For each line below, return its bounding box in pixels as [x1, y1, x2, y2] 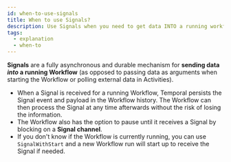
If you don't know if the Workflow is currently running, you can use [16, 132, 206, 141]
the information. [16, 111, 63, 119]
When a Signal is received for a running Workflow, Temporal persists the [16, 89, 222, 97]
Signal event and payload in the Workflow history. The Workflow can [16, 96, 212, 104]
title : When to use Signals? [7, 16, 91, 23]
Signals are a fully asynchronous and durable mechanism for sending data [7, 61, 220, 69]
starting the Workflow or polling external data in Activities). [7, 76, 174, 83]
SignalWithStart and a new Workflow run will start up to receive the [16, 140, 210, 148]
